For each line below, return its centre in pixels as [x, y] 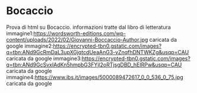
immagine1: [20, 33]
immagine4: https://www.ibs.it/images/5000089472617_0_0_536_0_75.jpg [95, 77]
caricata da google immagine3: [44, 58]
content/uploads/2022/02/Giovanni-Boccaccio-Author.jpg [77, 39]
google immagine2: [30, 46]
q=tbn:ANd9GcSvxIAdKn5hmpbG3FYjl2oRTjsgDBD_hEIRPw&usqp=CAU [94, 64]
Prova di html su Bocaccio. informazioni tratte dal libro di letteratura [88, 27]
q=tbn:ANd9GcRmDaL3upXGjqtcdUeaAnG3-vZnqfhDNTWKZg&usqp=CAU [98, 52]
